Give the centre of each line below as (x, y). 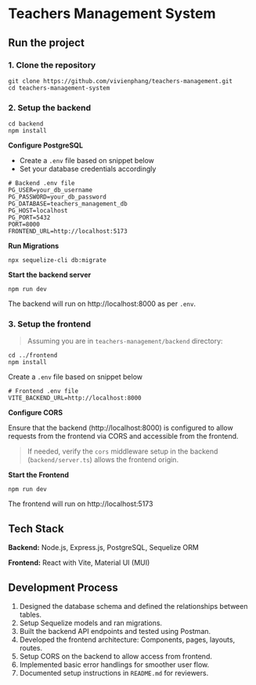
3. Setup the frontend (50, 324)
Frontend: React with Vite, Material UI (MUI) (79, 563)
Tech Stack (36, 528)
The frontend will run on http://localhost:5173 (81, 504)
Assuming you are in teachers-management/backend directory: (125, 341)
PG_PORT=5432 (29, 218)
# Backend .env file (42, 184)
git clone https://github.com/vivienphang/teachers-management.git (121, 81)
